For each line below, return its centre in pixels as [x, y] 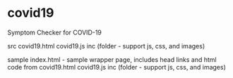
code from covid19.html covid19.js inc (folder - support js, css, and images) [116, 67]
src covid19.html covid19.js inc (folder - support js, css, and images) [106, 46]
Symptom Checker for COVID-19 [55, 32]
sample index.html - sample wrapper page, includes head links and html [112, 59]
